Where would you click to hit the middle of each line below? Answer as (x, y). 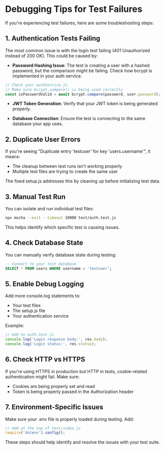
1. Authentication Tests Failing (53, 38)
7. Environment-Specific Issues (54, 407)
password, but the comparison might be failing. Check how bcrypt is (82, 70)
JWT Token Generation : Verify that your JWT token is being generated (85, 104)
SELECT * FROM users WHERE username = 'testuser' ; (58, 268)
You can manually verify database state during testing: (61, 255)
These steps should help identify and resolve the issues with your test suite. (82, 442)
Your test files (27, 306)
